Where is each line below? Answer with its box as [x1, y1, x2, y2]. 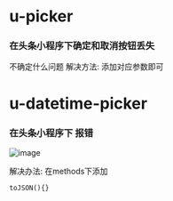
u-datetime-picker [9, 93, 148, 113]
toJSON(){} [9, 183, 50, 192]
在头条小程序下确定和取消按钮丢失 [9, 40, 155, 52]
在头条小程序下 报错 [9, 126, 94, 139]
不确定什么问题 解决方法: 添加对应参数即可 [9, 61, 164, 72]
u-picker [9, 6, 74, 27]
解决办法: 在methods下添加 [9, 165, 108, 176]
